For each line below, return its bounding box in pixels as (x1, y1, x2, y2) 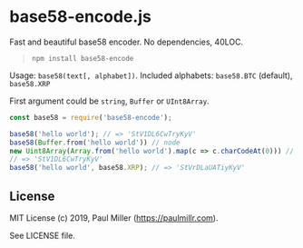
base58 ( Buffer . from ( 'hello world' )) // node (9, 138, 181, 147)
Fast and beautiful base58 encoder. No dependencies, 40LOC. (9, 36, 243, 47)
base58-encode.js (9, 6, 151, 27)
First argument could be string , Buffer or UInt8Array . (9, 95, 210, 106)
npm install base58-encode (31, 54, 134, 63)
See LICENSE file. (9, 230, 75, 241)
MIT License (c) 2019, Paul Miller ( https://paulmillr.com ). (9, 213, 219, 223)
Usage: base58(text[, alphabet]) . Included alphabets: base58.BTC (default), (9, 70, 293, 81)
